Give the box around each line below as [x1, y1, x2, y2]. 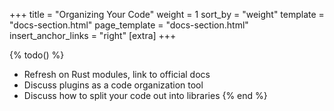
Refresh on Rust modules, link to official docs [23, 69, 211, 80]
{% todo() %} [9, 49, 65, 61]
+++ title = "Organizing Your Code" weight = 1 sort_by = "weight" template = [9, 9, 325, 20]
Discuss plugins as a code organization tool [23, 79, 204, 91]
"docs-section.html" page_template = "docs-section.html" [9, 19, 249, 31]
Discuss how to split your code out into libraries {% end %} [23, 90, 268, 101]
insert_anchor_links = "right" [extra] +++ [9, 30, 177, 41]
